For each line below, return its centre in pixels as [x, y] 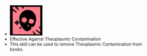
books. [16, 49]
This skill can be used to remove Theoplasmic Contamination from [76, 44]
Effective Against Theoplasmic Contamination [55, 39]
